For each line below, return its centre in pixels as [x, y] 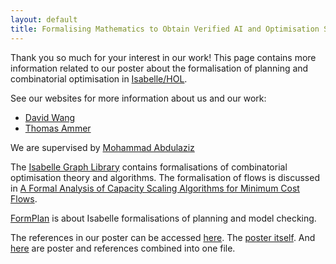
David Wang [50, 117]
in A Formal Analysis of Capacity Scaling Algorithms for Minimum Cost [155, 188]
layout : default [44, 19]
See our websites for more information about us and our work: [138, 98]
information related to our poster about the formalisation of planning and [159, 68]
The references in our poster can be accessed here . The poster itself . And [163, 237]
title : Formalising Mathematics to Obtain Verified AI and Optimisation [165, 29]
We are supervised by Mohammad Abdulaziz [102, 147]
